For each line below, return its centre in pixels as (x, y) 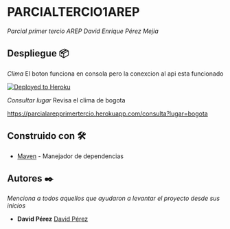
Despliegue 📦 (38, 53)
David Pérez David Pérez (53, 219)
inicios (16, 206)
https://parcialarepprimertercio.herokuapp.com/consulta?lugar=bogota (107, 113)
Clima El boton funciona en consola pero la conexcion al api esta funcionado (115, 74)
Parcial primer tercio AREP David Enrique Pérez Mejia (83, 31)
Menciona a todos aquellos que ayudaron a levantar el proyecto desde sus (114, 198)
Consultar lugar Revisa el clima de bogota (66, 100)
